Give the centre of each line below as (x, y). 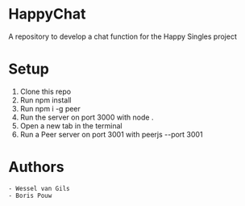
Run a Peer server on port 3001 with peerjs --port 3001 (111, 134)
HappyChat (47, 14)
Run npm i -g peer (50, 108)
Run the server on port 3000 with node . (87, 117)
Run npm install (46, 100)
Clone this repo (45, 91)
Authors (36, 167)
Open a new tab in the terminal (71, 125)
